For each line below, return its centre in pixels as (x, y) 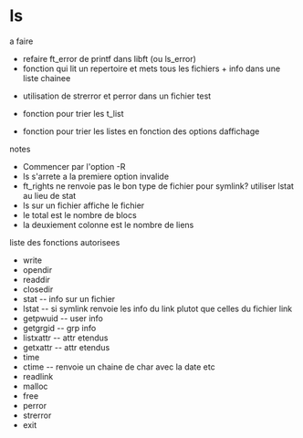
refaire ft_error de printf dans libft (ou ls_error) (109, 58)
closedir (38, 289)
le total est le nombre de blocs (79, 214)
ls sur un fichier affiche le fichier (84, 205)
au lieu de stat (49, 195)
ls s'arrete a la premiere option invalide (96, 176)
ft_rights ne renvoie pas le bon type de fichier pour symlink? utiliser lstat (158, 186)
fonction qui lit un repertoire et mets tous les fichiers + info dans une (151, 68)
